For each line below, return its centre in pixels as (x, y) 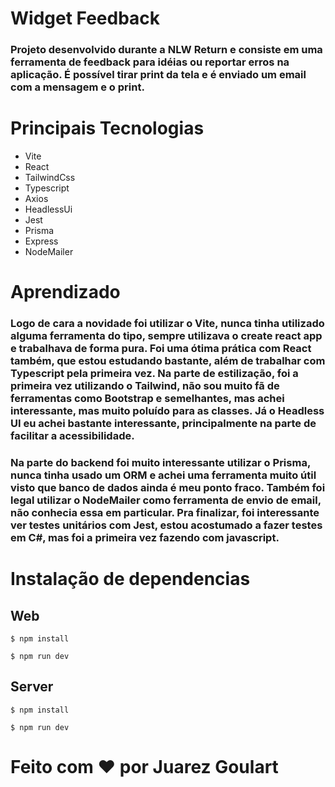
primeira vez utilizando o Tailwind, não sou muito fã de (145, 386)
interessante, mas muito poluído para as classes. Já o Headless (167, 411)
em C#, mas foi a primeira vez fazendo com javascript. (145, 538)
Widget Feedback (85, 18)
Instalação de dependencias (130, 579)
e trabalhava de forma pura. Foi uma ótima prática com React (161, 349)
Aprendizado (65, 292)
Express (41, 241)
